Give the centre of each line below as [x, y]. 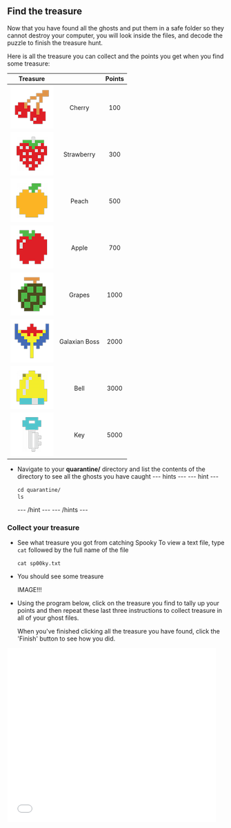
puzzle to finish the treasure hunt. [55, 43]
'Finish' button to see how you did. [66, 638]
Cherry [79, 107]
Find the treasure [45, 11]
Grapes [79, 295]
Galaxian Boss [80, 341]
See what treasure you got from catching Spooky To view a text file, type [121, 543]
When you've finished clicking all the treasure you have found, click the [119, 632]
